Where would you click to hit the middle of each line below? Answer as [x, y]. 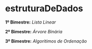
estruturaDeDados [44, 9]
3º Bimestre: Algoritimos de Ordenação [46, 41]
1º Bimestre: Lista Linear [31, 22]
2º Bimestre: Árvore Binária [34, 31]
